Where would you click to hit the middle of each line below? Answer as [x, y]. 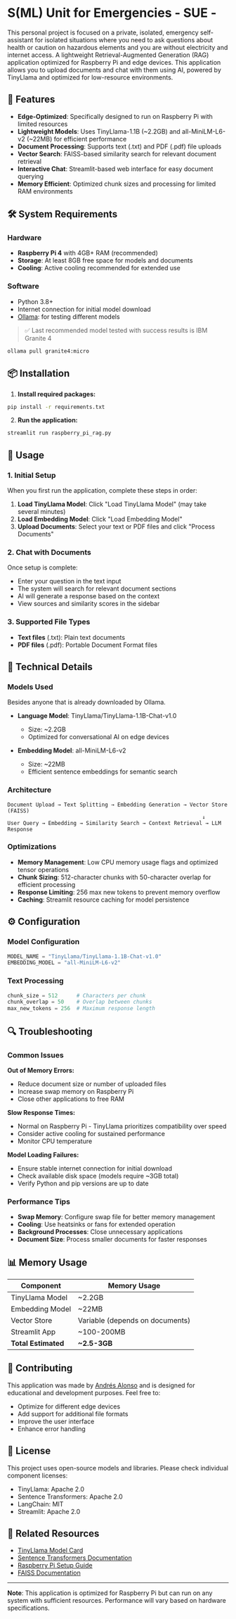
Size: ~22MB [46, 764]
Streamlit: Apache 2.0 [49, 1511]
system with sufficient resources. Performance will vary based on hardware [117, 1601]
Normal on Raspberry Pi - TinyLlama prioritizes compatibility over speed [122, 1126]
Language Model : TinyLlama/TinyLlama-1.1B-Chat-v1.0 [97, 716]
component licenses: [38, 1475]
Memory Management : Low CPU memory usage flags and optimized [118, 862]
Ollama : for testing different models [69, 316]
